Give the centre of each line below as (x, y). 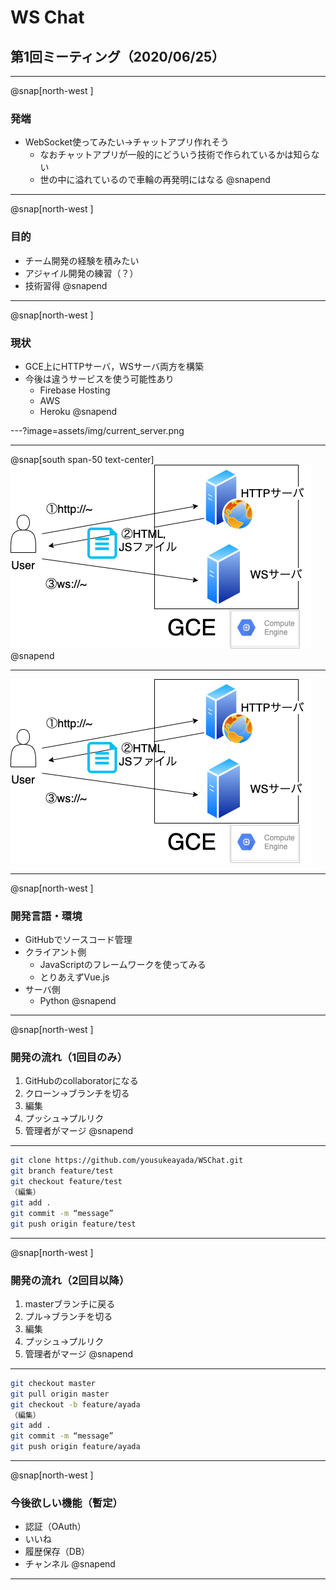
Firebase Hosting (75, 390)
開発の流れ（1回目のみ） (69, 1058)
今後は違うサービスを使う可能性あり (99, 378)
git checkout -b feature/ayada (75, 1404)
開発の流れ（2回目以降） (70, 1280)
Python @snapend (78, 1001)
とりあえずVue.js (74, 977)
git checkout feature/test (66, 1182)
